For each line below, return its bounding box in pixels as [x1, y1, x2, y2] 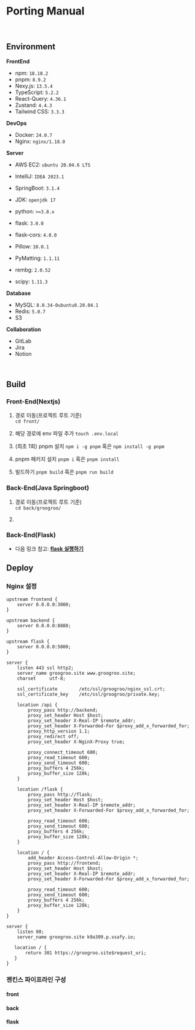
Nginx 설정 [6, 582, 37, 590]
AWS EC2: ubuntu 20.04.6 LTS [14, 161, 91, 168]
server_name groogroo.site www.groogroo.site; [17, 670, 136, 676]
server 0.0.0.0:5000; [17, 643, 71, 649]
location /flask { [17, 786, 63, 792]
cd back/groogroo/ [14, 505, 61, 511]
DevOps [6, 119, 27, 127]
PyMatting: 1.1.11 [14, 254, 60, 262]
